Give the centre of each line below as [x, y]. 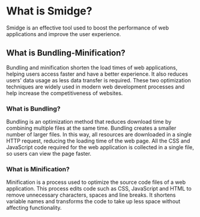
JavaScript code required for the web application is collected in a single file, [100, 147]
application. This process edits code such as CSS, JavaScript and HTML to [99, 189]
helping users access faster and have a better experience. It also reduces [97, 74]
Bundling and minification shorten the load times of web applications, [92, 67]
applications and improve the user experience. [64, 34]
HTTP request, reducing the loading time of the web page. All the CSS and [98, 141]
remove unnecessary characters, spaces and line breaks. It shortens [91, 195]
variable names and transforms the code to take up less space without [93, 201]
